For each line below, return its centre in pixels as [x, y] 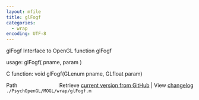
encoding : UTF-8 [26, 34]
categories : [21, 23]
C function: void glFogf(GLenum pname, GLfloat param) [74, 74]
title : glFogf [24, 17]
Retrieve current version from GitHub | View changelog [126, 85]
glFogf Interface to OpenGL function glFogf [59, 51]
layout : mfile [24, 12]
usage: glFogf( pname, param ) [44, 62]
